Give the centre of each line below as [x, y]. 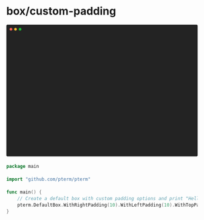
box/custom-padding [61, 11]
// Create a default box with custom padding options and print [100, 198]
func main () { [24, 192]
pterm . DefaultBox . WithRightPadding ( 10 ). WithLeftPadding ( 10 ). [96, 205]
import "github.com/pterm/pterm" [49, 179]
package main [23, 167]
